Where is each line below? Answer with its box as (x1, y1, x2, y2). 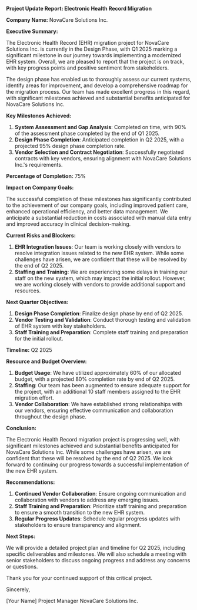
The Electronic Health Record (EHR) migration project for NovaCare (6, 39, 169, 46)
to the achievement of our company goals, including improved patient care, (6, 202, 188, 209)
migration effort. (14, 394, 54, 401)
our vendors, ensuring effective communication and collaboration (14, 407, 173, 414)
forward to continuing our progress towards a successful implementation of (6, 461, 189, 468)
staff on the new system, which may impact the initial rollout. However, (14, 275, 186, 282)
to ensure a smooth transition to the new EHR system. (14, 509, 145, 516)
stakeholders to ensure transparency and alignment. (14, 522, 142, 528)
